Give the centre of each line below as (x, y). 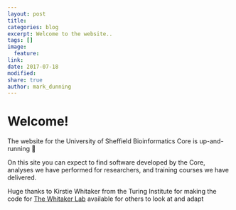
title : (17, 21)
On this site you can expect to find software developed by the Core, (106, 162)
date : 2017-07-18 (33, 67)
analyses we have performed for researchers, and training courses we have (118, 170)
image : (17, 47)
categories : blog (33, 27)
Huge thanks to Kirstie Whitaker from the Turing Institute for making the (112, 192)
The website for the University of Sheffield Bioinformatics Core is (102, 141)
